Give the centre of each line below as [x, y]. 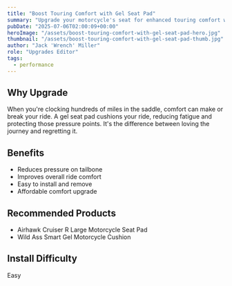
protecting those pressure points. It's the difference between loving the [108, 124]
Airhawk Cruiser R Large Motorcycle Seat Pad [82, 230]
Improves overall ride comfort [59, 177]
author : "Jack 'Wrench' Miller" [54, 45]
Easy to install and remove [55, 184]
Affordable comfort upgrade [57, 192]
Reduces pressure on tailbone [60, 170]
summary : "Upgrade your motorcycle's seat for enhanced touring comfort [114, 20]
